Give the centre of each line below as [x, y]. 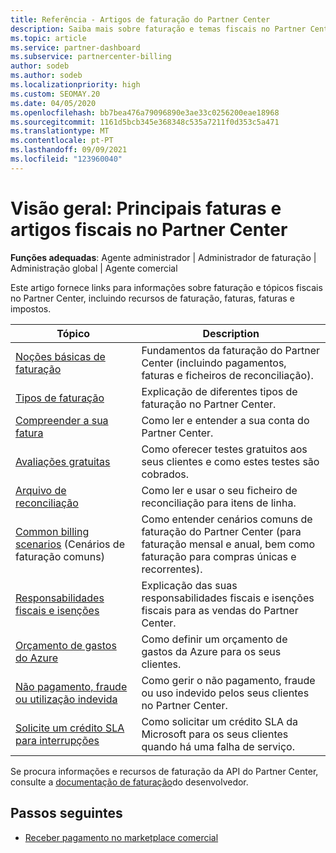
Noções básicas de [60, 356]
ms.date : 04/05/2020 [53, 103]
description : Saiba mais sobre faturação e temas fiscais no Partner [158, 29]
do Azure [37, 658]
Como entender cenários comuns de [227, 519]
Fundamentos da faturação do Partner [231, 350]
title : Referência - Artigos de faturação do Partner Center [140, 19]
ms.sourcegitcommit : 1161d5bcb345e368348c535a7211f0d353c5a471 [145, 122]
